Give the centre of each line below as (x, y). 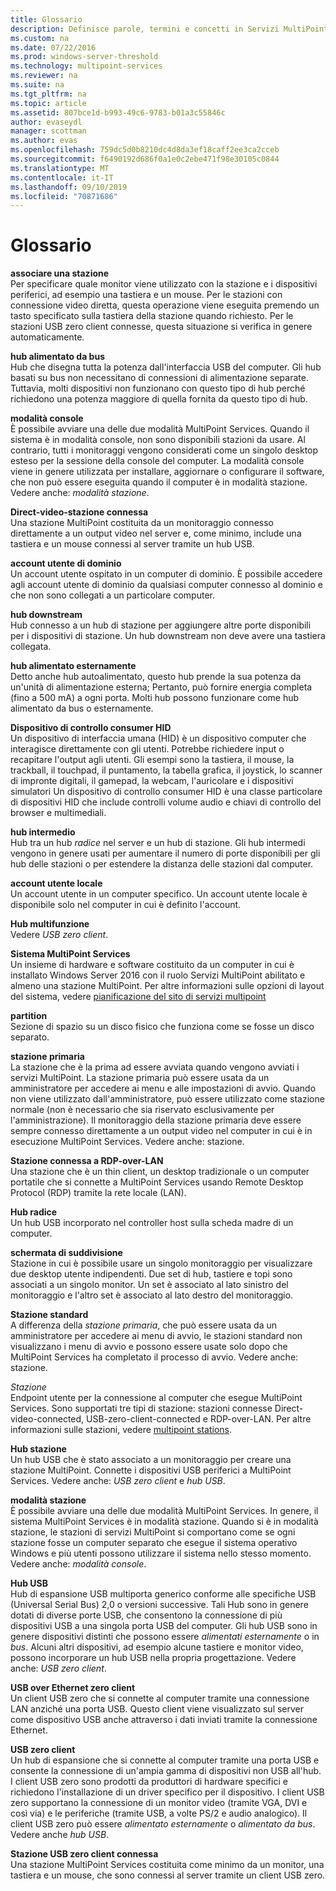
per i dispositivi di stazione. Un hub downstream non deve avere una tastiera (168, 636)
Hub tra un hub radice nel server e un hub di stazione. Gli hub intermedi (158, 843)
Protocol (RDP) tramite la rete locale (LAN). (98, 1193)
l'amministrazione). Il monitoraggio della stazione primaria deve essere (156, 1120)
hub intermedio (43, 832)
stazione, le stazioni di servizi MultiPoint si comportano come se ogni (153, 1532)
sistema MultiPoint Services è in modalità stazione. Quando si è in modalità (164, 1522)
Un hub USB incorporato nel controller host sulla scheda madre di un (152, 1223)
